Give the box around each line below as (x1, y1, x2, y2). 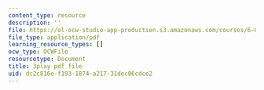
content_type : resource (8, 11, 86, 20)
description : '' (8, 19, 61, 27)
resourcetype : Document (8, 56, 86, 63)
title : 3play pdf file (8, 63, 82, 70)
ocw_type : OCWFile (8, 48, 68, 56)
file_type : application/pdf (8, 33, 101, 41)
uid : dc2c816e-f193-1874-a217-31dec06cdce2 (8, 70, 153, 77)
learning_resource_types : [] (8, 41, 104, 49)
